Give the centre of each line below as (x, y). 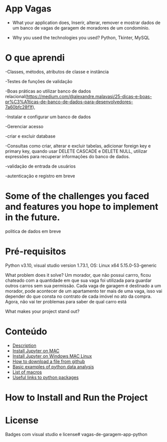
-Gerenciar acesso (24, 126)
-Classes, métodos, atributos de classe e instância (57, 72)
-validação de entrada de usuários (40, 166)
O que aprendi (35, 58)
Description (24, 345)
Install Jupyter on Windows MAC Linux (52, 356)
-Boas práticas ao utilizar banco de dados (48, 91)
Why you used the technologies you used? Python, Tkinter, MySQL (81, 38)
